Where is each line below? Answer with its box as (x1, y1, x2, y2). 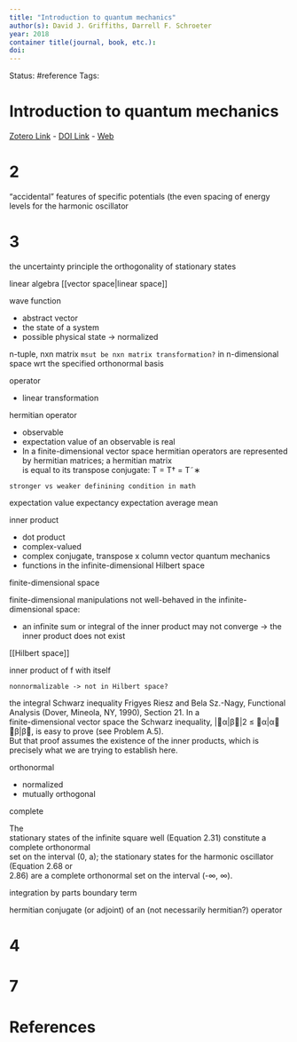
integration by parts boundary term (9, 887, 137, 897)
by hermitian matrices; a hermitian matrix (21, 454, 173, 466)
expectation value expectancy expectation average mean (9, 497, 219, 508)
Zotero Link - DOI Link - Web (9, 130, 114, 142)
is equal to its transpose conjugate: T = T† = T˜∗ (21, 464, 201, 475)
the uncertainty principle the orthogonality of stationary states (9, 261, 237, 272)
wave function (9, 295, 62, 306)
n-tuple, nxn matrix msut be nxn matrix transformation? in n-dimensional (9, 348, 279, 359)
